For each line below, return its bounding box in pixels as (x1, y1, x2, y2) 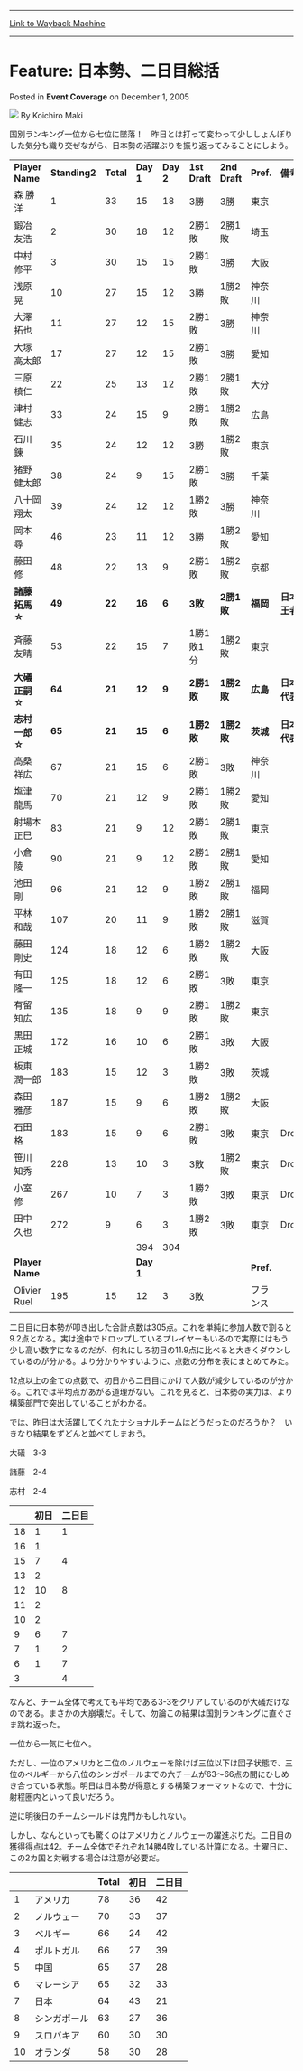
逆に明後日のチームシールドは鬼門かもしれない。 (9, 1810, 191, 1822)
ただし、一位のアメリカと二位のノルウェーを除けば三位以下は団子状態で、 (9, 1757, 286, 1768)
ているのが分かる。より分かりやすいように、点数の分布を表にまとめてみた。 (9, 1355, 294, 1366)
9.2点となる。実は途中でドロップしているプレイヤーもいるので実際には (9, 1332, 273, 1343)
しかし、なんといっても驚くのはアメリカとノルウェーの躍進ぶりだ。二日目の (9, 1830, 293, 1840)
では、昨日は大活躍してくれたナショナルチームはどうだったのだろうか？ (9, 1417, 277, 1427)
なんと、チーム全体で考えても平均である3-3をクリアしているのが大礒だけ (9, 1696, 282, 1707)
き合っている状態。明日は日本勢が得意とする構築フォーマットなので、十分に (9, 1780, 293, 1791)
